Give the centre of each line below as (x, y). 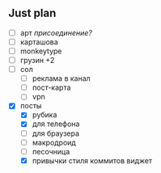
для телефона (56, 124)
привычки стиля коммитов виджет (92, 160)
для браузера (55, 133)
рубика (44, 115)
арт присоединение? (56, 32)
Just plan (32, 13)
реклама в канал (61, 78)
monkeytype (41, 51)
